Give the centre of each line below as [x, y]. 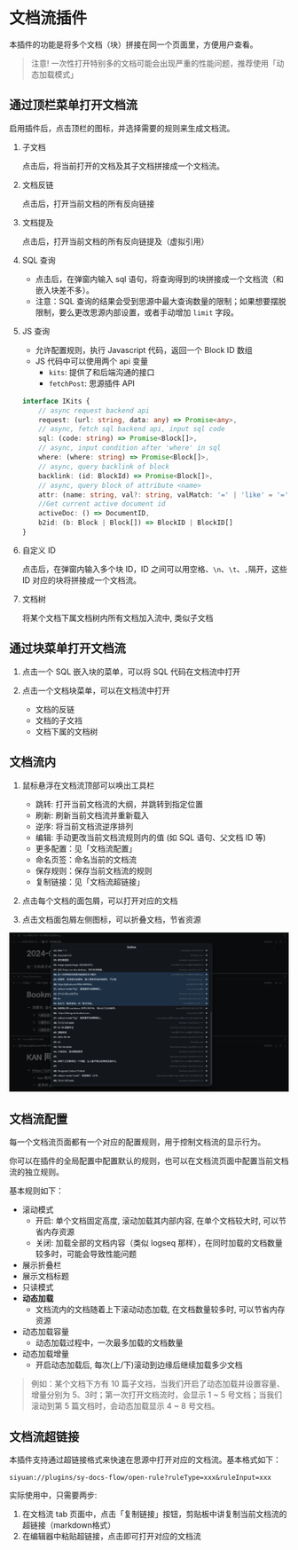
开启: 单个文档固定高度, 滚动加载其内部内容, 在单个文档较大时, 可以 [157, 1221]
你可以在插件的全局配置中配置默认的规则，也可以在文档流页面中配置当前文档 [149, 1161]
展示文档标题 [45, 1276]
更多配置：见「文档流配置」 [86, 848]
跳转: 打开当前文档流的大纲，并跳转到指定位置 [119, 804]
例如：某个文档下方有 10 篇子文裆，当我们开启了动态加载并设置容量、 [158, 1384]
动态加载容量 [45, 1332]
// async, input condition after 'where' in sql [130, 448]
